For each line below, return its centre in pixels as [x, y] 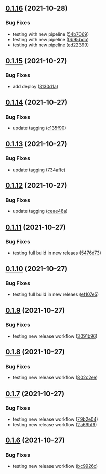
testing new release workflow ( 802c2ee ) [55, 378]
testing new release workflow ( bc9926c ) [55, 466]
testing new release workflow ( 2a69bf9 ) [55, 424]
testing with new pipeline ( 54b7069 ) [51, 34]
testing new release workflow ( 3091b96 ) [55, 336]
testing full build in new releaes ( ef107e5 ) [56, 294]
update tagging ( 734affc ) [39, 170]
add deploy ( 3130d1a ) [35, 87]
